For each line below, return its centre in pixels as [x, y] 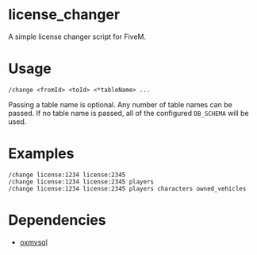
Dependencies [57, 220]
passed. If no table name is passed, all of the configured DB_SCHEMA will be [128, 113]
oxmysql [33, 242]
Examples [41, 154]
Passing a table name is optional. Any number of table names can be [120, 104]
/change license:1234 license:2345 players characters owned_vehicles [127, 188]
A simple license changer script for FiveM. [77, 37]
